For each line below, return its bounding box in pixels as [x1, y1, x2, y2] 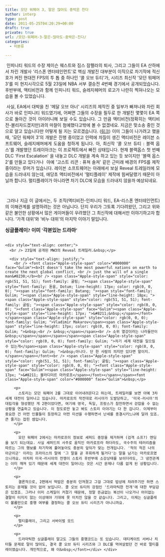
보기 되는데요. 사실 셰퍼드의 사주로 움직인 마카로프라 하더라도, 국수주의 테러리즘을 [10, 440, 156, 445]
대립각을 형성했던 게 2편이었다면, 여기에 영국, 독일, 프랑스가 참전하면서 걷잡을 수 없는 [5, 401, 160, 406]
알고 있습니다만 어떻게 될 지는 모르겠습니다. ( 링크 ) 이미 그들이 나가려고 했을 [14, 128, 160, 134]
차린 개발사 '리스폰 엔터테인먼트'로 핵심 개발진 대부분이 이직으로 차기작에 [10, 68, 151, 74]
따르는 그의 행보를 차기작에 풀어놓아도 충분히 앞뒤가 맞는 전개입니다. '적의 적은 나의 [5, 445, 155, 451]
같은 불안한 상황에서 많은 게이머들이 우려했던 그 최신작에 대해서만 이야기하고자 [5, 210, 155, 216]
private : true [5, 30, 34, 35]
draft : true [5, 26, 29, 31]
